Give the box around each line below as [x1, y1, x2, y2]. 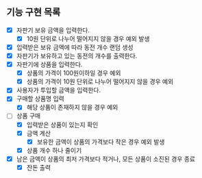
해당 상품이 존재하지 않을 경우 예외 [26, 103, 118, 112]
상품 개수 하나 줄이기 [26, 146, 82, 154]
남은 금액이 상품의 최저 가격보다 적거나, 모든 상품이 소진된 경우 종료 [16, 155, 196, 163]
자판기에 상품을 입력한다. [16, 60, 83, 68]
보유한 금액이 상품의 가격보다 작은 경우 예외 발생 [36, 138, 165, 146]
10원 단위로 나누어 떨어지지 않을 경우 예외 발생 [26, 34, 150, 42]
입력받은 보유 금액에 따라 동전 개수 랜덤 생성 [16, 43, 134, 51]
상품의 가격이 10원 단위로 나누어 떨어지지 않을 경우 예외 [26, 77, 174, 86]
